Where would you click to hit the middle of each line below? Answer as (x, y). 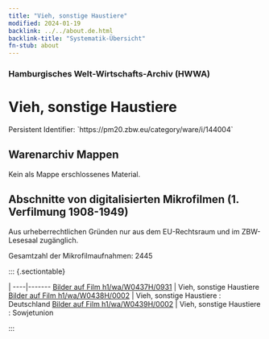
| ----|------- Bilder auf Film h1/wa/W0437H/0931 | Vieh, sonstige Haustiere (134, 287)
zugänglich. (59, 240)
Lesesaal (23, 240)
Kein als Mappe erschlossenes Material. (74, 174)
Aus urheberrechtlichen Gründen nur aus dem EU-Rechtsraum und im (124, 231)
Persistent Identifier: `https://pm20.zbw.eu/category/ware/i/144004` (121, 129)
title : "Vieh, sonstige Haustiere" (68, 16)
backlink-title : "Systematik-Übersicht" (77, 38)
